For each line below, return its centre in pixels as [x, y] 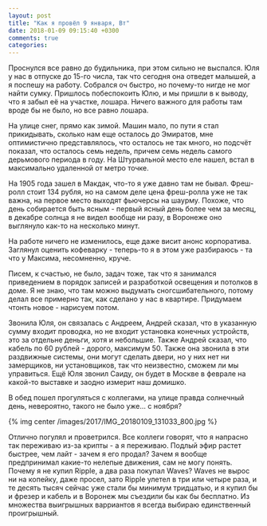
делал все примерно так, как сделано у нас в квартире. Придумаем [125, 299]
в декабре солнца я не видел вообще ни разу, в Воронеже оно [115, 218]
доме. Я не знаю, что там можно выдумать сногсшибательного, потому [131, 291]
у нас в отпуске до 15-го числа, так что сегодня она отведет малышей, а [132, 77]
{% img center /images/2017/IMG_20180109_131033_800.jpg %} [113, 422]
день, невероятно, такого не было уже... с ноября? [95, 406]
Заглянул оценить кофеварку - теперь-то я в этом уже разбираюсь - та [130, 250]
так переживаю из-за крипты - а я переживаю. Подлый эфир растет [125, 446]
